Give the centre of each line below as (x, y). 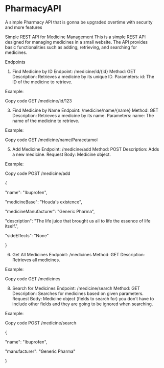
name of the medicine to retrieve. (46, 121)
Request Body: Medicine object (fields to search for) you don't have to (83, 298)
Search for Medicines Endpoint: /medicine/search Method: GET (76, 288)
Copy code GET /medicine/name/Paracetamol (51, 140)
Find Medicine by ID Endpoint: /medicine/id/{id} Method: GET (74, 71)
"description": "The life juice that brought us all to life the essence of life (78, 221)
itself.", (12, 226)
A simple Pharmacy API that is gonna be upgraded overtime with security (79, 22)
